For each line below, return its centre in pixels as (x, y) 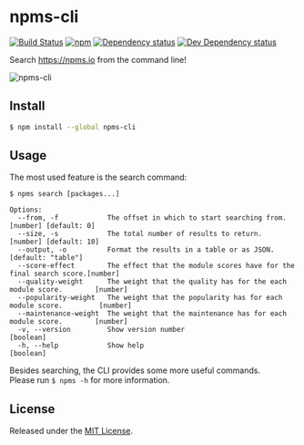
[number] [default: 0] (52, 226)
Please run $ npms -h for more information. (90, 380)
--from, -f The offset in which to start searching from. (152, 218)
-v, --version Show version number (101, 330)
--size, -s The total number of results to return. (140, 234)
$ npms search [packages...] (65, 194)
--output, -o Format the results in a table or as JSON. (146, 250)
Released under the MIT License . (71, 431)
